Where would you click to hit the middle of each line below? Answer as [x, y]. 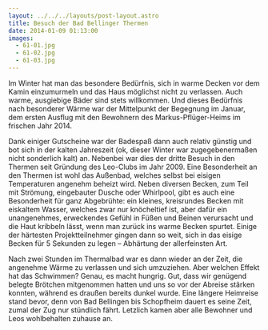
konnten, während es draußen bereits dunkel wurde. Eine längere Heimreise [133, 292]
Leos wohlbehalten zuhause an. [61, 318]
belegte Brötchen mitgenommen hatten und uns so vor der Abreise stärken [132, 284]
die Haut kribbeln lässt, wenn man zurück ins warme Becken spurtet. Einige [133, 226]
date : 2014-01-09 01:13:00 [53, 30]
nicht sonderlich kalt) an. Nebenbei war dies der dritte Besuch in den [122, 158]
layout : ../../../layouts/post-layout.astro [84, 16]
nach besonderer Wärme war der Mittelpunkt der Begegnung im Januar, [127, 108]
